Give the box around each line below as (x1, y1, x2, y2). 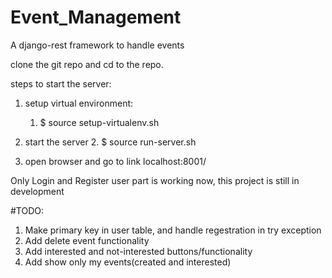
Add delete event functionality (24, 234, 150, 246)
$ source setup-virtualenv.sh (39, 116, 160, 128)
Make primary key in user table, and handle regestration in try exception (24, 224, 322, 236)
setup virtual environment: (24, 97, 134, 109)
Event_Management (10, 6, 182, 29)
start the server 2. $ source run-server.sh (24, 136, 197, 148)
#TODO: (10, 204, 45, 216)
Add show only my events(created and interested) (24, 256, 232, 268)
